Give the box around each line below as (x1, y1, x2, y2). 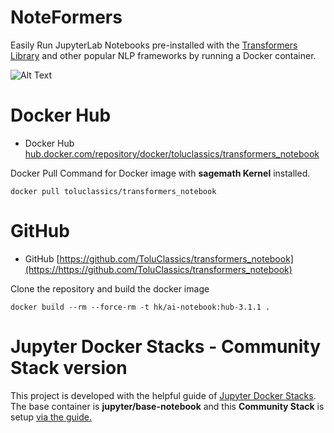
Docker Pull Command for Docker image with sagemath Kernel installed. (10, 167, 311, 179)
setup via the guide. (10, 411, 92, 423)
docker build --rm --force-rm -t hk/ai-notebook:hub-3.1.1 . (10, 302, 271, 312)
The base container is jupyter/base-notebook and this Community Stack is (10, 400, 325, 412)
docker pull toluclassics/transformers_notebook (10, 186, 217, 196)
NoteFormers (10, 6, 123, 29)
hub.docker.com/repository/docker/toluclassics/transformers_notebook (24, 147, 320, 160)
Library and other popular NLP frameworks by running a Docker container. (10, 49, 317, 61)
